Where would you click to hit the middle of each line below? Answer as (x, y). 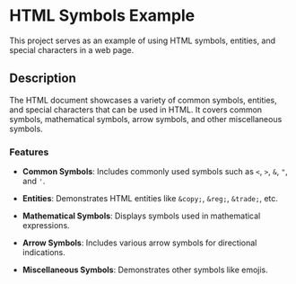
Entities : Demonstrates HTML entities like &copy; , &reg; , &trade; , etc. (150, 199)
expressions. (46, 226)
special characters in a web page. (72, 49)
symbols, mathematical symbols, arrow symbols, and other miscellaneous (146, 119)
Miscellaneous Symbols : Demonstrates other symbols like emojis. (145, 270)
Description (43, 79)
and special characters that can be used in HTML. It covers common (136, 110)
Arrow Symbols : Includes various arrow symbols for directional (139, 243)
